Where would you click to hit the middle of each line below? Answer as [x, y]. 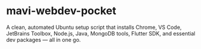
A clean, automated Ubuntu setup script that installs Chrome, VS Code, [94, 27]
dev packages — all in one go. [43, 40]
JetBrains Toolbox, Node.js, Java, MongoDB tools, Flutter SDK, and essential [101, 33]
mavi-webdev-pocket [61, 11]
